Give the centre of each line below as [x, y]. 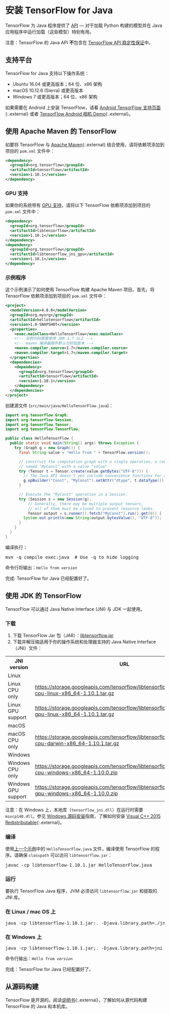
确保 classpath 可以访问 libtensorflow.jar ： [65, 855]
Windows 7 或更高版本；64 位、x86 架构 [55, 96]
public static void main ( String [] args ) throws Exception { [74, 443]
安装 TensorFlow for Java [59, 10]
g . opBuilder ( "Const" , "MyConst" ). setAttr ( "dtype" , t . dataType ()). [95, 481]
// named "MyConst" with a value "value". [64, 466]
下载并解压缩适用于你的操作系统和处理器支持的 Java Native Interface [84, 642]
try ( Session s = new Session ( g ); [55, 499]
